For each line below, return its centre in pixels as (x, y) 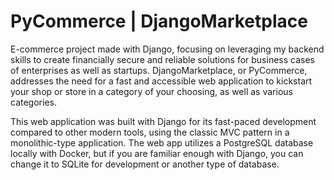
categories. (33, 102)
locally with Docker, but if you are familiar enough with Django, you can (157, 153)
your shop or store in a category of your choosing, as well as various (151, 91)
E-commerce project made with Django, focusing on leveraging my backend (167, 49)
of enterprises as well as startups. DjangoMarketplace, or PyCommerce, (159, 70)
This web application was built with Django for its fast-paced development (163, 121)
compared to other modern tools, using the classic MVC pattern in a (150, 132)
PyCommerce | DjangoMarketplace (159, 21)
